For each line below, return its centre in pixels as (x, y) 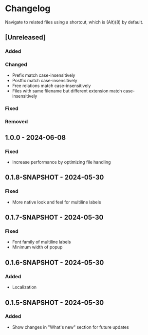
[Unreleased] (26, 37)
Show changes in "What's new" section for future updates (70, 327)
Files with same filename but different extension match (67, 90)
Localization (24, 287)
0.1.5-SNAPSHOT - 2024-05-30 (55, 302)
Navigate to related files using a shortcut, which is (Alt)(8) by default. (74, 22)
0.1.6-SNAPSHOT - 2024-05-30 (55, 262)
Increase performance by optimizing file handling (61, 162)
